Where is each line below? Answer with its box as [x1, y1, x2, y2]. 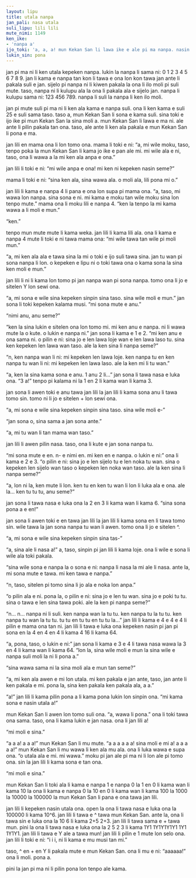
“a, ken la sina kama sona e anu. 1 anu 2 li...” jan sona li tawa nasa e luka [6, 371, 180, 378]
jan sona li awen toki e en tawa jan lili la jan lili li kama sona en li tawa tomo [6, 517, 185, 524]
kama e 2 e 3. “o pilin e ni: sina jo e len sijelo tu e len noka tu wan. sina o [6, 458, 180, 465]
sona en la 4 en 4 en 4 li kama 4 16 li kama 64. [6, 629, 118, 636]
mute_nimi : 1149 [6, 31, 46, 36]
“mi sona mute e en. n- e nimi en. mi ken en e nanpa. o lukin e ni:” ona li [6, 451, 178, 458]
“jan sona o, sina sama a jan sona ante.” [6, 417, 102, 424]
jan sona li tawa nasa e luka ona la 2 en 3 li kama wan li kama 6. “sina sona [6, 499, 186, 506]
